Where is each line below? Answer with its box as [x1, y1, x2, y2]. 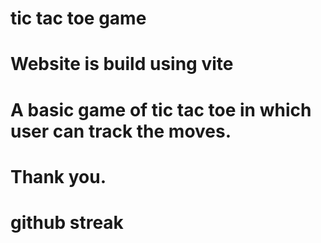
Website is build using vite [10, 53, 234, 76]
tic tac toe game [10, 7, 147, 30]
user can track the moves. [10, 120, 232, 142]
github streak [10, 211, 124, 234]
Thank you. [10, 165, 107, 188]
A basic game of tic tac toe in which [10, 98, 312, 121]
